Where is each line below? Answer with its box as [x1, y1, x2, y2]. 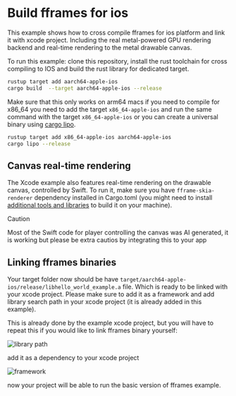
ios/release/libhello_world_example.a [7, 284, 121, 291]
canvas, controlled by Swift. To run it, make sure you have [7, 186, 175, 195]
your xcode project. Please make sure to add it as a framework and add [7, 290, 215, 299]
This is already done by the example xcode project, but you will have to [7, 319, 213, 328]
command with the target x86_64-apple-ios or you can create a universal [7, 112, 218, 121]
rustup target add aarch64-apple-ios [7, 78, 118, 85]
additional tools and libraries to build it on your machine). [7, 201, 173, 210]
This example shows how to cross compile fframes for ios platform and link [7, 28, 225, 37]
